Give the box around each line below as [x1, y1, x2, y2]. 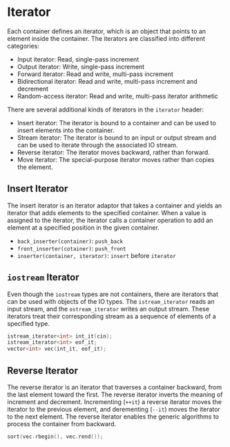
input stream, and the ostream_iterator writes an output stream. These [7, 304, 209, 313]
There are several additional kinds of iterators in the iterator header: [7, 105, 204, 113]
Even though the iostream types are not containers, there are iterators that [7, 290, 219, 298]
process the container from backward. [7, 420, 117, 428]
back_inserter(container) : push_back [17, 237, 124, 245]
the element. [17, 163, 53, 171]
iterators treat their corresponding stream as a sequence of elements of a [7, 312, 216, 320]
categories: [7, 42, 39, 50]
